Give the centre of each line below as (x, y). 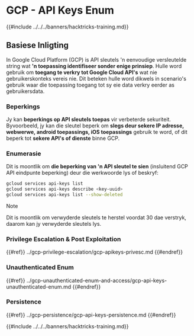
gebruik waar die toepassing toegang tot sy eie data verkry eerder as (90, 85)
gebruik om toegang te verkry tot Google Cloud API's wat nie (82, 72)
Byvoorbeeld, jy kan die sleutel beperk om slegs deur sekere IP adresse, (95, 126)
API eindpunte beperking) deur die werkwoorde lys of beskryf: (82, 173)
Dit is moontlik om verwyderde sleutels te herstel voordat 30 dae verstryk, (96, 217)
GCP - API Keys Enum (60, 10)
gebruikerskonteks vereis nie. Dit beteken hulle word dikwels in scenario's (96, 78)
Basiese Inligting (38, 45)
